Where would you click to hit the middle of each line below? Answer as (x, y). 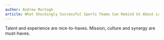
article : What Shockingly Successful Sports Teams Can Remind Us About (79, 14)
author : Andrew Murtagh (29, 10)
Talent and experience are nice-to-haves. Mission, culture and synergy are (80, 28)
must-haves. (18, 33)
